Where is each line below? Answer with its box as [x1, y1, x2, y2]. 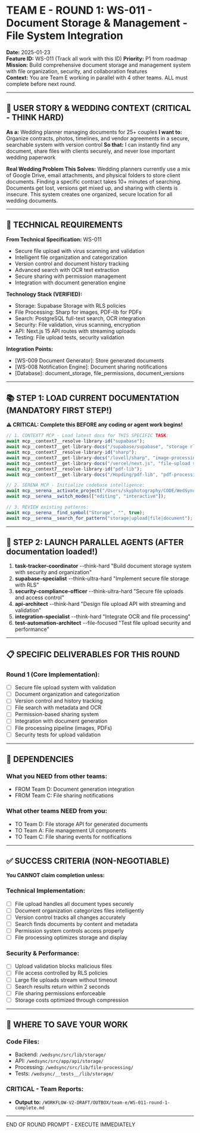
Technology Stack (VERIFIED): [6, 290, 83, 298]
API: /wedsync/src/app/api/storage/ [14, 1057, 104, 1064]
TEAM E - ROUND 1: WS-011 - [6, 4, 153, 17]
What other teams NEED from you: [6, 807, 108, 815]
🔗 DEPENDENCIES [6, 754, 74, 764]
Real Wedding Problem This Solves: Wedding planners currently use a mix [6, 165, 190, 172]
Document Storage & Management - [6, 16, 188, 30]
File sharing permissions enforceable [14, 989, 106, 996]
